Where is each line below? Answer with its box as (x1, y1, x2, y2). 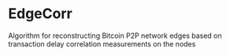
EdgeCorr (8, 5, 72, 23)
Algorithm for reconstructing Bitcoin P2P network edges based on (8, 31, 222, 40)
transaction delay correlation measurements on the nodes (8, 39, 196, 48)
